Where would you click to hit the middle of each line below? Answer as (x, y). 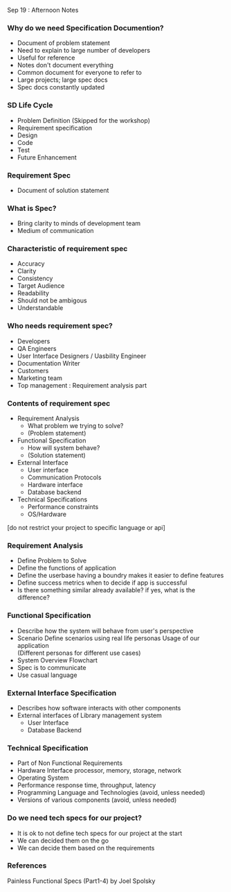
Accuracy (31, 264)
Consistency (35, 278)
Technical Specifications (52, 499)
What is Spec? (32, 208)
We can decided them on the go (63, 840)
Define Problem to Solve (52, 560)
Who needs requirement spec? (60, 326)
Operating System (43, 778)
